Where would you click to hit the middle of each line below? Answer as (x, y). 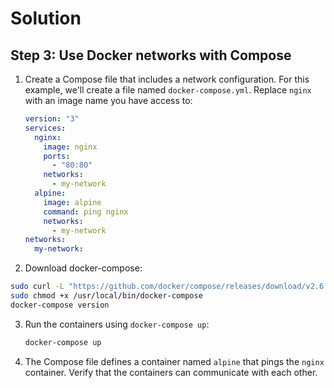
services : (45, 128)
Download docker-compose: (83, 268)
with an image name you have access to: (108, 100)
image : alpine (72, 202)
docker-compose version (60, 305)
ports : (57, 156)
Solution (46, 18)
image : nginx (70, 147)
